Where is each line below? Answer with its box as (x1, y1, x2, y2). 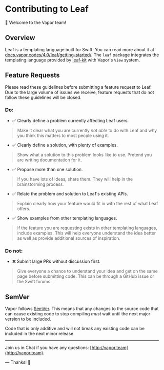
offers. (17, 206, 31, 212)
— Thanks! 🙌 (5, 359, 31, 365)
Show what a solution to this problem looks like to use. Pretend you (17, 152, 152, 157)
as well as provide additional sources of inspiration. (17, 235, 121, 241)
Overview (5, 34, 36, 42)
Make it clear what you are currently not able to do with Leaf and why (17, 127, 157, 133)
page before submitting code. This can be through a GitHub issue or (17, 273, 155, 279)
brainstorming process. (17, 181, 64, 187)
